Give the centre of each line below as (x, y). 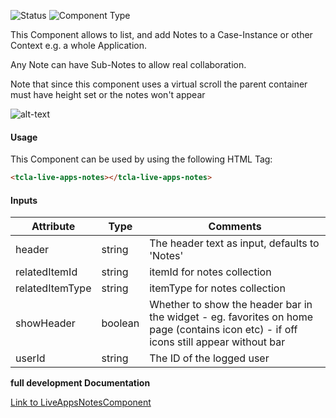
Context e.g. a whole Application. (79, 45)
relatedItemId (46, 272)
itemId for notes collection (210, 272)
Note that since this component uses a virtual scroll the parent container (159, 84)
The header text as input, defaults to (234, 243)
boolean (120, 323)
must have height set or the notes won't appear (108, 94)
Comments (235, 227)
